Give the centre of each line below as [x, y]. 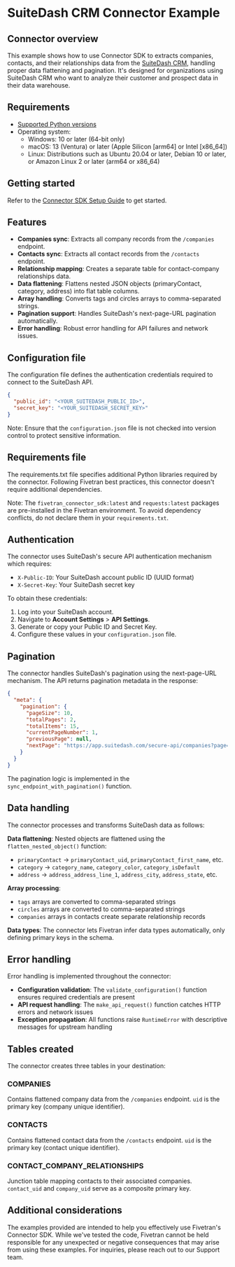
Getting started [41, 184]
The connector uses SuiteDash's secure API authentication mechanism [109, 556]
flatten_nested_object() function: [57, 846]
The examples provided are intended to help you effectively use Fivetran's [114, 1227]
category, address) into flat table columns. [78, 291]
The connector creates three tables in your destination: [86, 1066]
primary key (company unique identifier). [66, 1107]
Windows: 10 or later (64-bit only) [76, 139]
